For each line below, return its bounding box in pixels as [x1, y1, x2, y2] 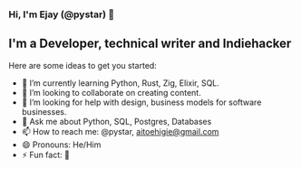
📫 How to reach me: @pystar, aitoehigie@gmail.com [21, 126, 219, 136]
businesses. [21, 106, 67, 117]
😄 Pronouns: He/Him [21, 139, 102, 150]
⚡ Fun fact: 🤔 [21, 149, 70, 160]
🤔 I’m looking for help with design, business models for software [21, 97, 262, 108]
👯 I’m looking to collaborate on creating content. [21, 87, 201, 98]
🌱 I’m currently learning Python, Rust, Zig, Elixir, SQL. [21, 77, 219, 89]
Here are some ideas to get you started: [8, 60, 158, 70]
